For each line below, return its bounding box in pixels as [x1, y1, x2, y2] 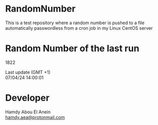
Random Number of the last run [5, 43, 140, 54]
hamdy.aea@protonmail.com [5, 114, 65, 120]
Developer [5, 92, 49, 104]
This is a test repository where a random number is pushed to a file [5, 20, 145, 26]
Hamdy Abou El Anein [5, 109, 51, 115]
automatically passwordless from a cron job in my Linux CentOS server [5, 25, 153, 31]
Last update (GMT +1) [5, 69, 50, 75]
